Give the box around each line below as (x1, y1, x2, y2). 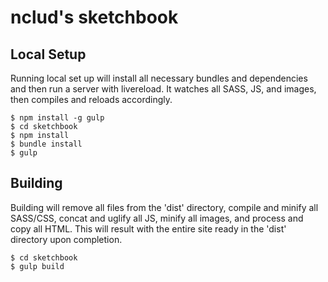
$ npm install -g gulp (10, 113, 105, 123)
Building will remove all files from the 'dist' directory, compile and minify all (10, 201, 319, 213)
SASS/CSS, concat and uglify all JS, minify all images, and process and (10, 212, 304, 224)
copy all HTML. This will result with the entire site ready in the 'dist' (10, 222, 287, 235)
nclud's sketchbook (10, 6, 179, 29)
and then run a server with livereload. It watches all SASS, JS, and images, (10, 83, 317, 95)
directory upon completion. (10, 233, 123, 245)
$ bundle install (10, 139, 83, 149)
